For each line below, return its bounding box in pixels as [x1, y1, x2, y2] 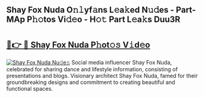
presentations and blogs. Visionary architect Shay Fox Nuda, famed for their [6, 72, 198, 79]
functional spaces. [6, 85, 53, 92]
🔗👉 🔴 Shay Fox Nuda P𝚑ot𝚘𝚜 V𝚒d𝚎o [6, 40, 151, 50]
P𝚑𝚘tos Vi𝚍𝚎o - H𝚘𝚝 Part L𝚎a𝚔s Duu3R [26, 15, 181, 25]
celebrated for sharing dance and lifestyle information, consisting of [6, 66, 178, 72]
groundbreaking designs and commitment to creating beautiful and [6, 79, 176, 86]
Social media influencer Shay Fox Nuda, [71, 59, 172, 66]
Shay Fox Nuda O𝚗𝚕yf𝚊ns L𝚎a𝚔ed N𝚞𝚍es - [6, 5, 175, 15]
